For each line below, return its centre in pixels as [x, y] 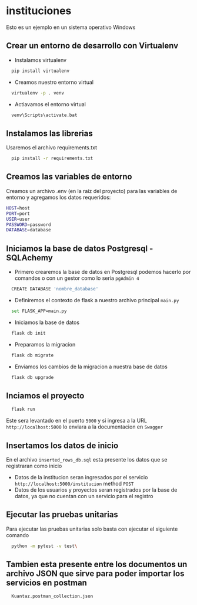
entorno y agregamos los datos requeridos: [59, 197]
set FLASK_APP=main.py [39, 311]
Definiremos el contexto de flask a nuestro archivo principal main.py [97, 300]
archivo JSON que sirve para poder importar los [95, 574]
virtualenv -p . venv [38, 93]
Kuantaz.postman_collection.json [52, 596]
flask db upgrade [33, 377]
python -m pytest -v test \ [44, 546]
